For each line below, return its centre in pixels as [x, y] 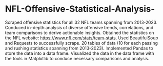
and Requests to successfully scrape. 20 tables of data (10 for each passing [81, 43]
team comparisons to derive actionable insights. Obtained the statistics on [80, 33]
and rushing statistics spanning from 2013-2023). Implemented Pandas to [79, 48]
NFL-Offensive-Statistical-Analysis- [80, 9]
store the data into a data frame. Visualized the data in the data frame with [80, 53]
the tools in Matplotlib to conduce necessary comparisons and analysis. [77, 58]
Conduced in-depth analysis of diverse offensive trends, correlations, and [79, 27]
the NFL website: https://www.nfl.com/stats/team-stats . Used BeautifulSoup [82, 38]
